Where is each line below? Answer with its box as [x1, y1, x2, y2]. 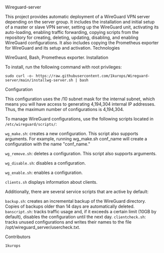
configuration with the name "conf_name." [5, 141, 91, 147]
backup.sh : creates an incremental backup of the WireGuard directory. [5, 198, 146, 204]
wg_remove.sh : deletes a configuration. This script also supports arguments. [5, 151, 157, 156]
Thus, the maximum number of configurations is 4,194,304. [5, 107, 124, 112]
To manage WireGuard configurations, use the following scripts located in [5, 116, 154, 122]
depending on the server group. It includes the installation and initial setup [5, 19, 155, 25]
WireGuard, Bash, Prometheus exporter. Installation [5, 55, 109, 60]
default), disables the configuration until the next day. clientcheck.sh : [5, 214, 146, 220]
